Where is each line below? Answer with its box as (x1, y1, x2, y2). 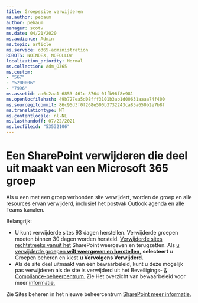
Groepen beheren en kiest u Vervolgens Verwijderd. (14, 254, 144, 261)
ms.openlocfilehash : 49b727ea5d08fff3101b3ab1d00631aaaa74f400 (6, 96, 165, 102)
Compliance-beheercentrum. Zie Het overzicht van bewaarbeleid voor (14, 272, 186, 280)
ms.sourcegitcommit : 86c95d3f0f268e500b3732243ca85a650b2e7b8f (6, 101, 165, 108)
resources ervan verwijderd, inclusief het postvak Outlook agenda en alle (6, 200, 184, 207)
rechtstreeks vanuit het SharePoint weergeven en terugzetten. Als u (14, 241, 180, 248)
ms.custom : (6, 69, 33, 75)
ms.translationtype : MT (6, 107, 65, 113)
